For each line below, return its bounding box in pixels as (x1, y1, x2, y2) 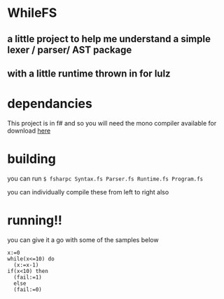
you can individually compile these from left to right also (7, 187, 169, 196)
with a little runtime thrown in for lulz (7, 67, 171, 79)
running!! (7, 213, 63, 229)
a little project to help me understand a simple (7, 33, 211, 45)
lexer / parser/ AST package (7, 44, 132, 55)
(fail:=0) (13, 286, 42, 293)
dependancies (7, 96, 92, 112)
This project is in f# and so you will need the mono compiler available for (7, 119, 217, 127)
